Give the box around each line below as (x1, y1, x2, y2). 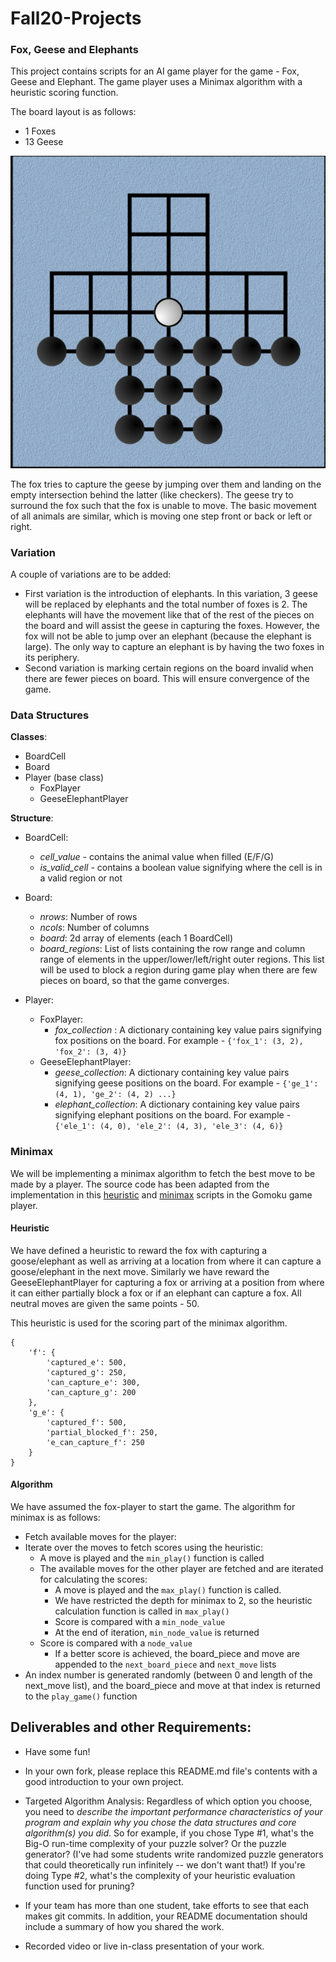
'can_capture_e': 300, (46, 1377, 141, 1387)
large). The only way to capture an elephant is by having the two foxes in (24, 641, 325, 653)
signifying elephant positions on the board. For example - (54, 1109, 292, 1121)
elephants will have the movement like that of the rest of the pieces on (24, 609, 315, 621)
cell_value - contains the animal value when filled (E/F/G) (39, 851, 275, 863)
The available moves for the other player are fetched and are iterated (39, 1563, 324, 1575)
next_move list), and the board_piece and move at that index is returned (24, 1680, 321, 1692)
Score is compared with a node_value (39, 1637, 193, 1649)
